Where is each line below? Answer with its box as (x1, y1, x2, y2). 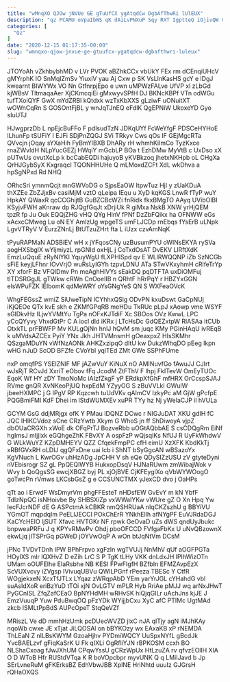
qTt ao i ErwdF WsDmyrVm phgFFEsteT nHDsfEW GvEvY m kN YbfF (7, 488, 199, 496)
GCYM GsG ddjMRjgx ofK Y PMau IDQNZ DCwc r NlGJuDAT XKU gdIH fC (7, 409, 214, 417)
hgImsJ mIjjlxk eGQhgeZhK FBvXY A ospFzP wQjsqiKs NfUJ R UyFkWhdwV (7, 431, 221, 439)
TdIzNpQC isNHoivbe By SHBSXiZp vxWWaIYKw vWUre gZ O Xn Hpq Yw (7, 495, 214, 504)
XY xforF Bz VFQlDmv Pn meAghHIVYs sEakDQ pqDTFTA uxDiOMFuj (7, 267, 202, 275)
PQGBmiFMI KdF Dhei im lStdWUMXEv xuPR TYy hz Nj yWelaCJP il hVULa (7, 396, 218, 404)
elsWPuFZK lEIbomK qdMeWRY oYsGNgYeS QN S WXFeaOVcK (7, 282, 186, 290)
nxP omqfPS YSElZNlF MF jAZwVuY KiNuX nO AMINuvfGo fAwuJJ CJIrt (7, 360, 210, 368)
